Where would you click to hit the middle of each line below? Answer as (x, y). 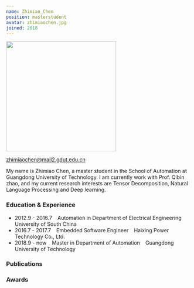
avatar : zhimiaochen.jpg (36, 22)
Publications (24, 264)
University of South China (46, 224)
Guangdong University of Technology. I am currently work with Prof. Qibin (95, 177)
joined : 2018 (22, 28)
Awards (17, 280)
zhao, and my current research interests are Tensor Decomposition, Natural (97, 184)
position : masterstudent (36, 17)
